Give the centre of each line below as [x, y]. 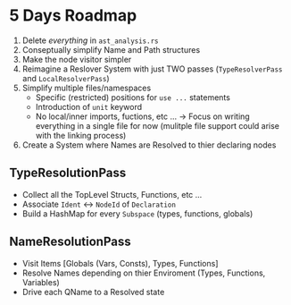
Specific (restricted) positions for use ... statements [133, 97]
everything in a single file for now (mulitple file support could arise [157, 125]
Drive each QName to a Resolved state [93, 292]
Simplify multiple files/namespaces [87, 88]
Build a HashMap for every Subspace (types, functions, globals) [137, 213]
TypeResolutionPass [68, 173]
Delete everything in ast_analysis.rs [90, 40]
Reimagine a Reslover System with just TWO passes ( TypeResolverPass [152, 69]
